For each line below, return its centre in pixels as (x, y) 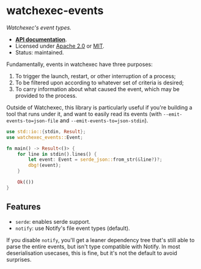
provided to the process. (46, 95)
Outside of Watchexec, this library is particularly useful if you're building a (99, 107)
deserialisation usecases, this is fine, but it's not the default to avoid (92, 253)
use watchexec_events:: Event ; (45, 137)
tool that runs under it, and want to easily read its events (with (84, 114)
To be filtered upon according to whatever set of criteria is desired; (100, 83)
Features (24, 207)
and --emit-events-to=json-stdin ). (104, 120)
